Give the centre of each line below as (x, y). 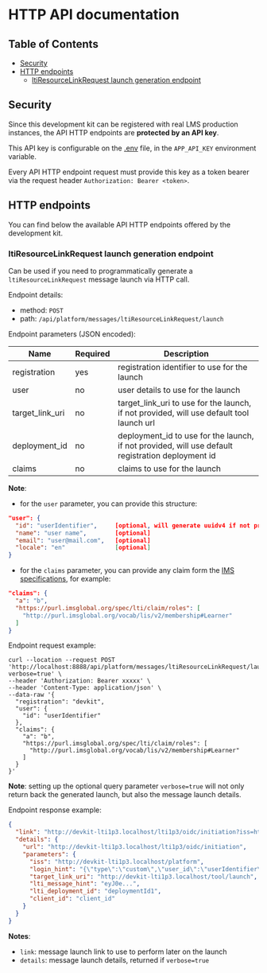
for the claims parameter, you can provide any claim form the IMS (127, 570)
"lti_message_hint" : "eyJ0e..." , (85, 884)
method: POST (41, 310)
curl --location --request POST (62, 660)
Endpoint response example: (55, 810)
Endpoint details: (36, 294)
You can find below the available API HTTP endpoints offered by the (120, 224)
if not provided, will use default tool (184, 413)
